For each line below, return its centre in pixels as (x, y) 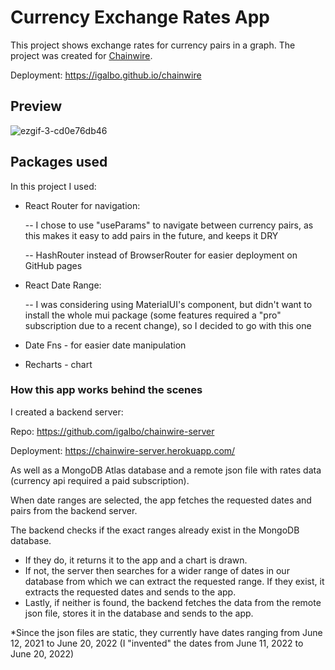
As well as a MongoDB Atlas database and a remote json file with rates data (166, 470)
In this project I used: (53, 186)
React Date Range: (63, 285)
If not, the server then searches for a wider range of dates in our (157, 570)
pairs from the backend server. (74, 510)
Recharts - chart (58, 364)
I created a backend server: (67, 412)
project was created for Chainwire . (81, 55)
